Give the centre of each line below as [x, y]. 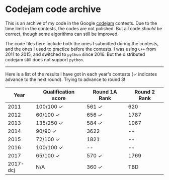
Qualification [59, 92]
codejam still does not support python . [45, 59]
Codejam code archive [53, 9]
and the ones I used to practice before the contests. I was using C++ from [81, 49]
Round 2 [145, 92]
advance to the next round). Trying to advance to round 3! [65, 79]
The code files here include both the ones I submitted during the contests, [82, 43]
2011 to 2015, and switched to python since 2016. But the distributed [75, 54]
